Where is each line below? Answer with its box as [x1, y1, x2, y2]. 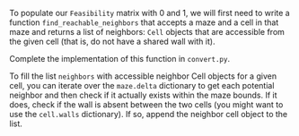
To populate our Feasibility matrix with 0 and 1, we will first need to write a [9, 8, 290, 18]
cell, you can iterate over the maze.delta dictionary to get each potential [9, 81, 275, 90]
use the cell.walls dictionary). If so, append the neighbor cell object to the [9, 109, 288, 119]
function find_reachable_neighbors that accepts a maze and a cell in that [9, 17, 279, 28]
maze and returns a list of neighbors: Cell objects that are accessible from [9, 27, 286, 37]
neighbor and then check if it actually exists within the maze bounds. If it [9, 89, 277, 100]
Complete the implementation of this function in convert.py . [9, 54, 231, 64]
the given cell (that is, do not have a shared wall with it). [9, 36, 215, 47]
